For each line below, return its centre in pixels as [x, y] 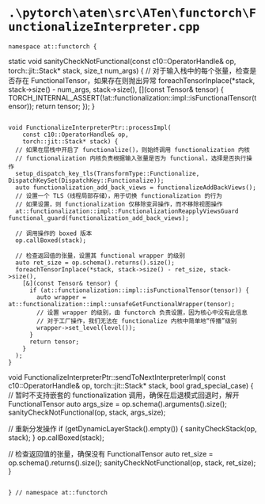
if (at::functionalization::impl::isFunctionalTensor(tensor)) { [139, 290]
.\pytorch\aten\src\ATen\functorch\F [132, 13]
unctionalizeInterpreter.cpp [104, 27]
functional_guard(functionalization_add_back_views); [99, 218]
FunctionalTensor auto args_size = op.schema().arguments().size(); [118, 404]
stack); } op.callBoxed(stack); [56, 438]
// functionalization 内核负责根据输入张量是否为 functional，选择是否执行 [131, 158]
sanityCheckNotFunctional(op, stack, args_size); [87, 412]
